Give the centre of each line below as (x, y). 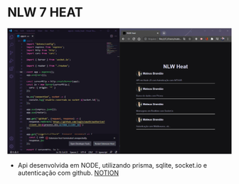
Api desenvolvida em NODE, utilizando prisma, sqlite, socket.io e (112, 165)
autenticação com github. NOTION (68, 173)
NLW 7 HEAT (45, 12)
